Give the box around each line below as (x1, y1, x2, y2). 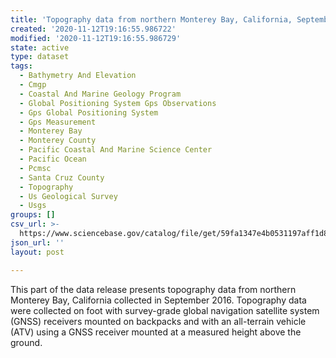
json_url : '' (10, 237, 65, 248)
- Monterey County (19, 136, 97, 146)
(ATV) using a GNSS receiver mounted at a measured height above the (10, 326, 302, 338)
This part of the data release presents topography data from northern (10, 283, 297, 295)
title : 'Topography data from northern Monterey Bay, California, (10, 14, 293, 25)
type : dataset (10, 52, 70, 62)
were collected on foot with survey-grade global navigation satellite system (10, 304, 320, 316)
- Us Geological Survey (19, 191, 118, 201)
